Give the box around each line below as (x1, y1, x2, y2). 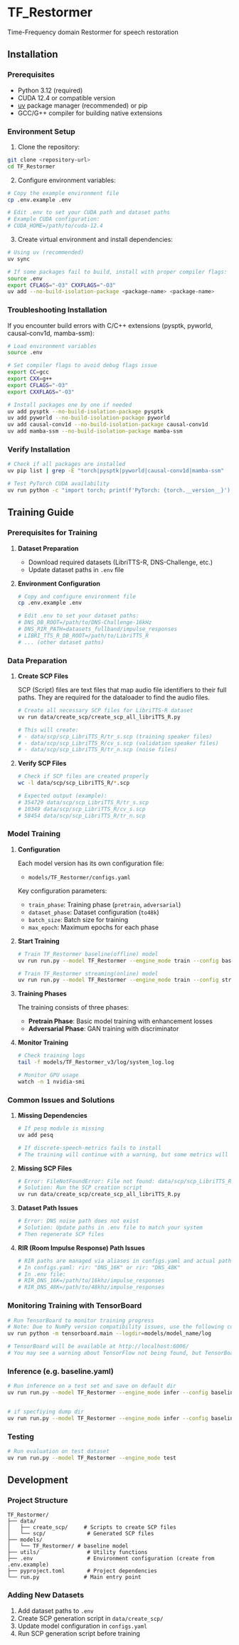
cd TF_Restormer (7, 163, 55, 170)
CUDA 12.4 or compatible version (17, 93, 116, 102)
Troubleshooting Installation (7, 305, 107, 315)
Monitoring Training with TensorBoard (7, 1301, 142, 1311)
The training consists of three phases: (17, 1003, 129, 1012)
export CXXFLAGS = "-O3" (7, 388, 75, 396)
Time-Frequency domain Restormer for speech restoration (7, 28, 179, 36)
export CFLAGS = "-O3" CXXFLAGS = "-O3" (7, 282, 116, 289)
